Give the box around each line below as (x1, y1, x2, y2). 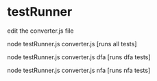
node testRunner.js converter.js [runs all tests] (7, 39, 137, 48)
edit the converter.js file (7, 27, 74, 35)
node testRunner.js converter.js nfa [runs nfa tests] (7, 66, 151, 74)
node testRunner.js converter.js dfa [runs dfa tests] (7, 52, 151, 61)
